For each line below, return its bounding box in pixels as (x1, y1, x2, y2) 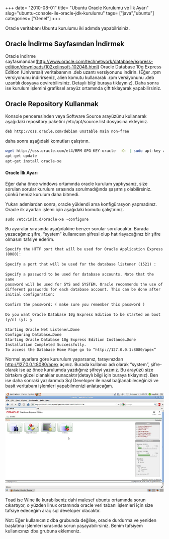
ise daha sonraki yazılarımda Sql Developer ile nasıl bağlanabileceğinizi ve (5, 378, 159, 384)
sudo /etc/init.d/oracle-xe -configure (5, 217, 89, 222)
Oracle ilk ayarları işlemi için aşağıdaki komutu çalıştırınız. (5, 207, 124, 213)
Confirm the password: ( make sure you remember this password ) (5, 302, 145, 307)
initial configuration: (5, 292, 55, 297)
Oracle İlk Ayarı (5, 169, 38, 175)
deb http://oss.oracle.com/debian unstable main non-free (5, 129, 129, 134)
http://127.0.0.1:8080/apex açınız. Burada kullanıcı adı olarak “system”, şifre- (5, 362, 162, 368)
